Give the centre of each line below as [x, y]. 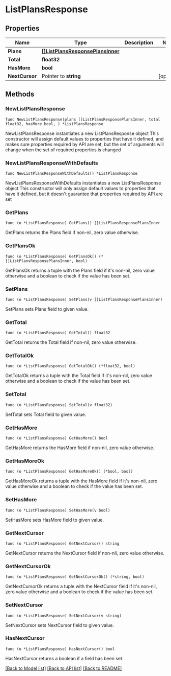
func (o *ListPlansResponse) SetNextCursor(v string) [64, 616]
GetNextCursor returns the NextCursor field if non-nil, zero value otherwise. [85, 553]
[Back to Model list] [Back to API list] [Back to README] [64, 668]
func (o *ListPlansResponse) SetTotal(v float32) [59, 405]
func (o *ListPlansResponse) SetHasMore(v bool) [58, 510]
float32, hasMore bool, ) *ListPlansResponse [54, 124]
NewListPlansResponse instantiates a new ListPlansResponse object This [82, 133]
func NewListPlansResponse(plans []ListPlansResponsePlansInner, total [83, 119]
